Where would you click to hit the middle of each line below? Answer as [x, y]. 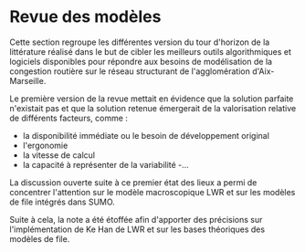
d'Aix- [263, 71]
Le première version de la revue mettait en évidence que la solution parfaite [152, 99]
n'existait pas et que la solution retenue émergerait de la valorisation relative [153, 108]
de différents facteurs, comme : [68, 118]
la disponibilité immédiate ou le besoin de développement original [146, 135]
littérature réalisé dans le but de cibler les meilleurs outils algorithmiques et [151, 51]
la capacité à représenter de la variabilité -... [105, 164]
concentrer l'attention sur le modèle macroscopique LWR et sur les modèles [152, 192]
